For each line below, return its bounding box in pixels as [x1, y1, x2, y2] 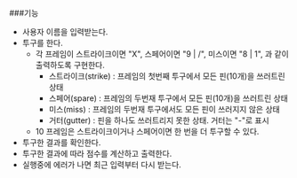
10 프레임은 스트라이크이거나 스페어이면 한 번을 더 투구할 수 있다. [35, 127, 260, 136]
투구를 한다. [21, 38, 64, 48]
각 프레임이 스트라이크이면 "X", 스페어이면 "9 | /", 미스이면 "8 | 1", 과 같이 [35, 49, 289, 59]
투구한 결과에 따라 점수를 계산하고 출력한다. [21, 149, 173, 159]
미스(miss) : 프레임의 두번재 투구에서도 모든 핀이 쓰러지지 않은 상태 [48, 104, 280, 114]
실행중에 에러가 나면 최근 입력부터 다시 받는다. [21, 159, 182, 170]
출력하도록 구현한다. [35, 60, 105, 70]
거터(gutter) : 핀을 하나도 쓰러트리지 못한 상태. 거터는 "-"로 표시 [48, 115, 269, 126]
